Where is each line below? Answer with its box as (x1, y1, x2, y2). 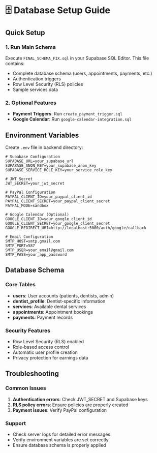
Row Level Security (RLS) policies (12, 81, 83, 87)
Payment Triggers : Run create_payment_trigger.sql (12, 111, 123, 117)
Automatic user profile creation (12, 349, 78, 355)
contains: (5, 60, 25, 67)
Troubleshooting (5, 370, 59, 378)
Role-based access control (12, 344, 70, 350)
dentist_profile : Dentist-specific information (12, 298, 106, 304)
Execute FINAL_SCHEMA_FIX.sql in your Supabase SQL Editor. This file (5, 55, 149, 61)
